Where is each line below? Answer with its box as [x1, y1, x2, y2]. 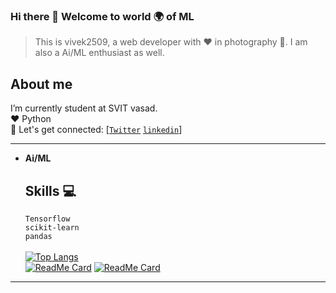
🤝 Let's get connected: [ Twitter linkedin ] [10, 124, 183, 136]
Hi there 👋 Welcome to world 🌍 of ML [10, 9, 195, 23]
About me [10, 75, 73, 93]
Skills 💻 [24, 182, 77, 199]
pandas [24, 231, 53, 241]
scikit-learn [24, 222, 80, 233]
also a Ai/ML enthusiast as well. [34, 47, 165, 59]
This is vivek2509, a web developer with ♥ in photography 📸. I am [34, 36, 308, 48]
